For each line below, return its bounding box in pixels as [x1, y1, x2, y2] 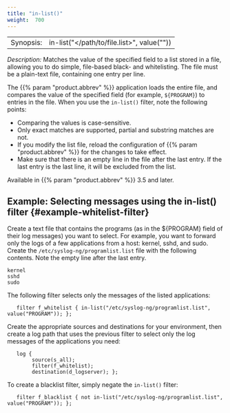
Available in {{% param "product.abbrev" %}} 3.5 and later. [7, 176, 174, 184]
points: [7, 105, 27, 114]
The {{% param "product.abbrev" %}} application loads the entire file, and [7, 83, 218, 92]
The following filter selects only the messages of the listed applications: [7, 291, 211, 299]
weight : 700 [7, 17, 45, 23]
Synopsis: [10, 37, 43, 47]
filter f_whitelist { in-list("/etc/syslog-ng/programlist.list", [16, 304, 211, 312]
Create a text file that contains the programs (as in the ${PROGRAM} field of [7, 224, 223, 233]
